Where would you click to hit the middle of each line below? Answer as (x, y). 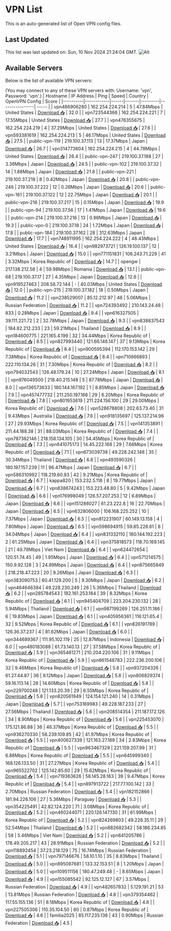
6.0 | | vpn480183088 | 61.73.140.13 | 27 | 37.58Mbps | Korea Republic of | (83, 647)
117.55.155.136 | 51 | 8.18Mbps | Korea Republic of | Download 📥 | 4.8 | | (80, 902)
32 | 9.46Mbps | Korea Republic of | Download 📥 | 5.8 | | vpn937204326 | (83, 668)
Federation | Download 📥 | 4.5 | (39, 923)
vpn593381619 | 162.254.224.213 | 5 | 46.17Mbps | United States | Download (86, 135)
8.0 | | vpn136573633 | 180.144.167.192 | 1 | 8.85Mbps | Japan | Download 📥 (85, 387)
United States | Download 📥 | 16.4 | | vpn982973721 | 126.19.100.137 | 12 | (82, 246)
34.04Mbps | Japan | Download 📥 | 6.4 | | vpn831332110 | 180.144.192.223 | (85, 534)
